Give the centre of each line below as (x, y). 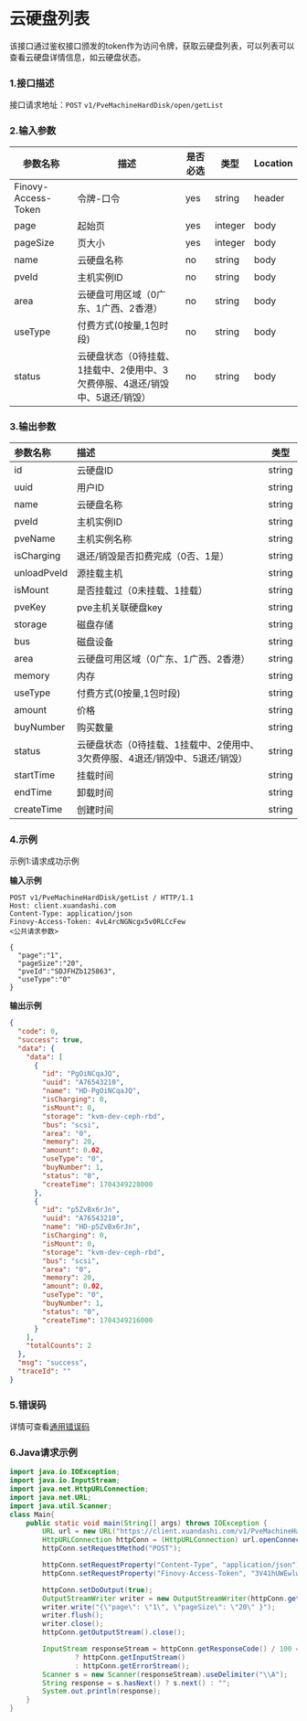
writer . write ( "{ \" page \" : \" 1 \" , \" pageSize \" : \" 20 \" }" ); (159, 1607)
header (270, 197)
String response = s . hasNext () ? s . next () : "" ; (137, 1683)
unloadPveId (41, 572)
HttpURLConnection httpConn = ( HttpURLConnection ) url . (151, 1540)
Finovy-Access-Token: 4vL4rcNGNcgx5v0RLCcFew (97, 922)
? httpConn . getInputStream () (130, 1657)
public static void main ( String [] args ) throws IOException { (147, 1523)
